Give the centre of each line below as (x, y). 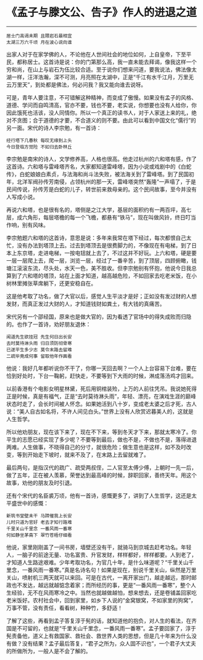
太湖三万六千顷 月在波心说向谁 (39, 42)
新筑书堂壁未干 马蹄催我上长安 (39, 516)
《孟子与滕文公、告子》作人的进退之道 (102, 12)
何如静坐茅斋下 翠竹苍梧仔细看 (39, 535)
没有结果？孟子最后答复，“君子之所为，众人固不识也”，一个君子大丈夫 (109, 643)
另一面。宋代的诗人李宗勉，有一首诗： (54, 127)
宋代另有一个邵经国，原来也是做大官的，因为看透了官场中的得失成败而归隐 (99, 317)
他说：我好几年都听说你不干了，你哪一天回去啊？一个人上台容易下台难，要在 (101, 368)
